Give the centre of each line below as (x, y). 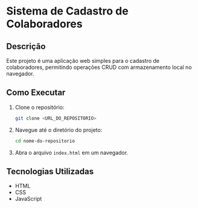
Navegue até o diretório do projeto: (59, 130)
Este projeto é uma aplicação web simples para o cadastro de (83, 61)
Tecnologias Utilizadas (50, 171)
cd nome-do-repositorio (45, 141)
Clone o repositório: (40, 107)
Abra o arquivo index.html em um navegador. (72, 152)
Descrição (26, 46)
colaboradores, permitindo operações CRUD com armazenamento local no (99, 67)
